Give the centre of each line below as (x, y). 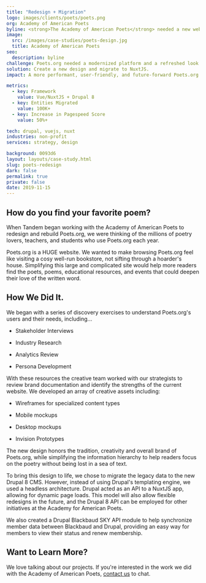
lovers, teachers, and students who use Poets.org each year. (83, 240)
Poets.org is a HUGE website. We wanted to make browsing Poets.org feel (100, 252)
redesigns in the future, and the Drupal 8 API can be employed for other (97, 501)
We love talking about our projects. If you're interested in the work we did (99, 567)
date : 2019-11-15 (29, 188)
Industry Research (38, 342)
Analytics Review (37, 354)
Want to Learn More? (47, 552)
